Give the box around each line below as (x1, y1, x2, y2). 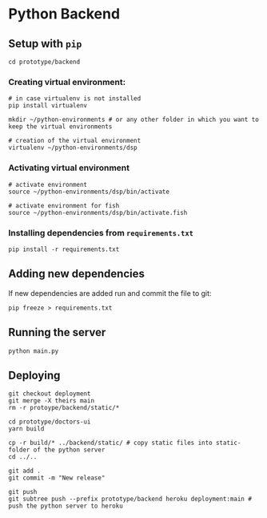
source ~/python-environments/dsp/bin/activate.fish (8, 208, 188, 217)
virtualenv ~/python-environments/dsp (8, 144, 137, 152)
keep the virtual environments (8, 123, 113, 131)
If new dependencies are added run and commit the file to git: (8, 288, 212, 297)
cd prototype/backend (8, 58, 81, 66)
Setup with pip (8, 37, 82, 51)
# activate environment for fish (8, 201, 120, 209)
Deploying (8, 368, 61, 382)
